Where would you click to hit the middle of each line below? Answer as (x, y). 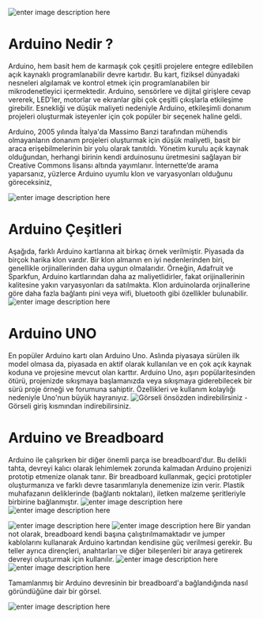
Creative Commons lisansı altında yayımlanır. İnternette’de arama (113, 165)
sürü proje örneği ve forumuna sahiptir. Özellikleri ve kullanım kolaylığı (122, 389)
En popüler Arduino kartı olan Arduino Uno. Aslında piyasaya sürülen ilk (124, 355)
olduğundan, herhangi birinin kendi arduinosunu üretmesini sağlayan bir (125, 157)
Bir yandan (233, 525)
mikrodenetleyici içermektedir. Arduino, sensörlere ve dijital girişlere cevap (130, 91)
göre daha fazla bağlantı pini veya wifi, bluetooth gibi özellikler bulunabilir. (128, 293)
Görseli (20, 406)
